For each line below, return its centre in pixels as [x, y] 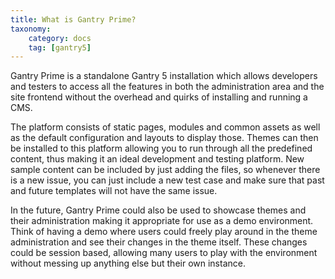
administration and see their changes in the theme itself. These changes [159, 242]
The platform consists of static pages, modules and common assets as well [165, 127]
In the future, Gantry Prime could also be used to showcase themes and [158, 210]
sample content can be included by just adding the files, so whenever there [165, 170]
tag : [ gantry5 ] [60, 47]
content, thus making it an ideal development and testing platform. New [157, 159]
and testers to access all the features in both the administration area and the [167, 87]
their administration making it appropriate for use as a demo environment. [162, 221]
